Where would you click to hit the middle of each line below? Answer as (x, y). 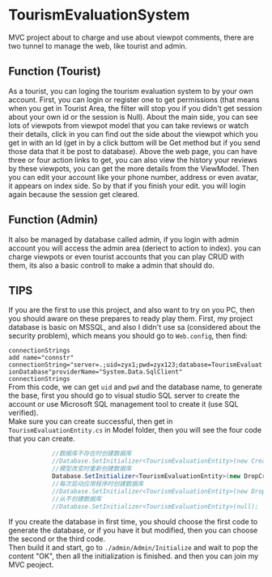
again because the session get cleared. (74, 194)
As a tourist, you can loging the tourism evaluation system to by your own (131, 91)
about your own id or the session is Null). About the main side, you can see (133, 117)
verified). (23, 413)
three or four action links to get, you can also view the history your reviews (133, 160)
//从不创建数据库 (76, 499)
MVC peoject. (31, 565)
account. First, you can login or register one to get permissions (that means (134, 100)
